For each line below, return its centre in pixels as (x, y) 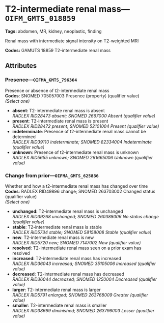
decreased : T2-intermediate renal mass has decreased (68, 274)
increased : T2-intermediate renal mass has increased (67, 258)
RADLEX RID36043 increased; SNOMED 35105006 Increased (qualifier (84, 264)
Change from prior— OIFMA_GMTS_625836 (52, 176)
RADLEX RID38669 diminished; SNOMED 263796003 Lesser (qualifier (83, 310)
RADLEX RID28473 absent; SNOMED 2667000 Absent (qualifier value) (84, 116)
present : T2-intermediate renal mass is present (60, 121)
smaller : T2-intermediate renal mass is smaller (59, 305)
